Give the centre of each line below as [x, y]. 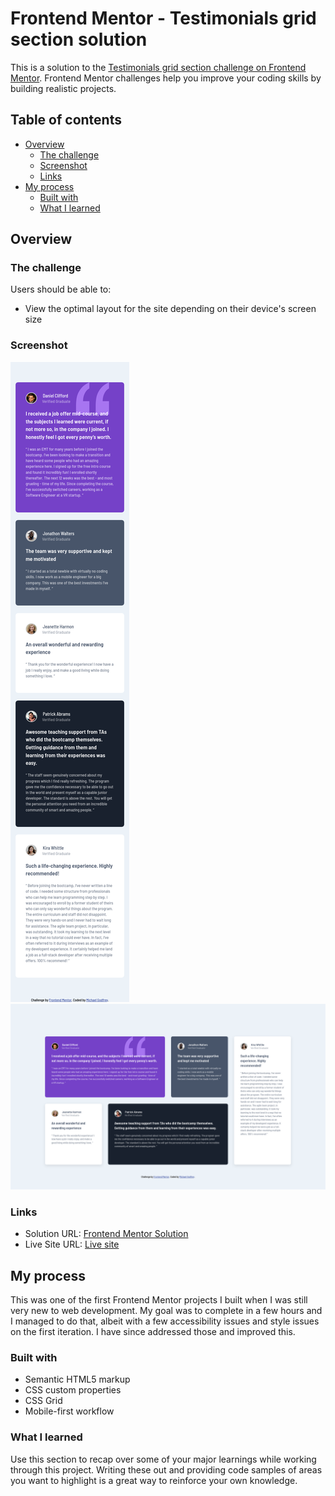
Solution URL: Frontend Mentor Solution [106, 1234]
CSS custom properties [73, 1390]
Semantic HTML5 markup [77, 1379]
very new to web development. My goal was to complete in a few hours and [166, 1311]
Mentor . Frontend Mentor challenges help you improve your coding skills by [166, 78]
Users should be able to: [61, 289]
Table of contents [66, 120]
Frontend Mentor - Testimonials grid [163, 18]
